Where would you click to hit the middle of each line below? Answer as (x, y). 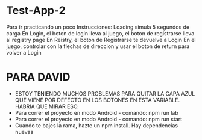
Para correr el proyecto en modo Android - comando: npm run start (99, 119)
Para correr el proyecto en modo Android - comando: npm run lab (97, 112)
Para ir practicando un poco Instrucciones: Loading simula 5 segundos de (98, 27)
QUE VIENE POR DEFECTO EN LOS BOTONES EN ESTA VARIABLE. (97, 100)
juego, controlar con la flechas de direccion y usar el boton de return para (98, 46)
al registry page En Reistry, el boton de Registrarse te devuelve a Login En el (101, 40)
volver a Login (24, 52)
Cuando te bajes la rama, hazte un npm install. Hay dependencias (96, 125)
